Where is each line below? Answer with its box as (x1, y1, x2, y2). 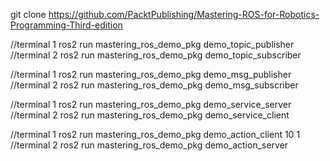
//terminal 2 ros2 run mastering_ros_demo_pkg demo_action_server (10, 139, 289, 151)
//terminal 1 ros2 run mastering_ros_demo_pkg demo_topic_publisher (10, 39, 295, 50)
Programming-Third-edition (10, 19, 123, 31)
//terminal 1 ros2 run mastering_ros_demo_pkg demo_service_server (10, 99, 292, 110)
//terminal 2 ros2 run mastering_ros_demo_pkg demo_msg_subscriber (10, 79, 299, 91)
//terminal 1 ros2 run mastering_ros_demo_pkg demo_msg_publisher (10, 69, 292, 80)
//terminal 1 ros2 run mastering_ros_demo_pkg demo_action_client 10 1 (10, 129, 301, 140)
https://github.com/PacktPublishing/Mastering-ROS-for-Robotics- (48, 9, 320, 20)
